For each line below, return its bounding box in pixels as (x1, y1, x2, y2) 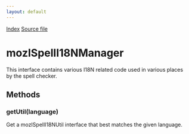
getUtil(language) (6, 107, 58, 115)
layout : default (6, 8, 47, 15)
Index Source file (6, 25, 48, 32)
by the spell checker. (6, 72, 58, 80)
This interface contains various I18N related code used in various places (6, 66, 184, 73)
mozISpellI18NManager (6, 46, 124, 60)
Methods (6, 89, 41, 99)
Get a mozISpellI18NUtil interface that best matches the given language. (6, 121, 183, 129)
